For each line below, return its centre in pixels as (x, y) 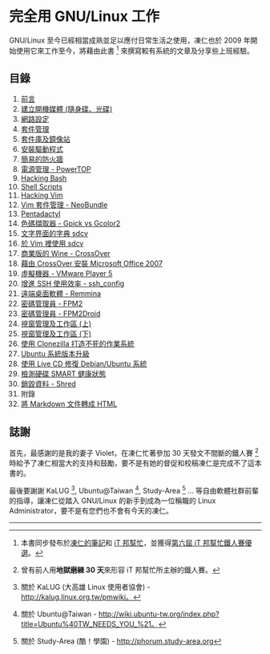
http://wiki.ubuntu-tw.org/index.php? (159, 614)
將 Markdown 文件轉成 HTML (69, 404)
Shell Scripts (42, 187)
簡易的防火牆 (42, 159)
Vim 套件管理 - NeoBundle (64, 205)
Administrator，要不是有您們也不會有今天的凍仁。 (91, 510)
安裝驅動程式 (42, 149)
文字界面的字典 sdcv (54, 234)
